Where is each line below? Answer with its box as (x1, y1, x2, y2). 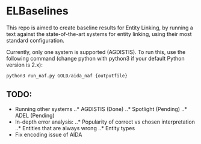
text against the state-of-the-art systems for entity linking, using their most (6, 30, 192, 37)
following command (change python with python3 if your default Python (6, 55, 185, 62)
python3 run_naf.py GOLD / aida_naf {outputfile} (6, 73, 128, 79)
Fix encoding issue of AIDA (14, 131, 82, 138)
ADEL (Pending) (14, 112, 55, 119)
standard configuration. (6, 37, 65, 44)
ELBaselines (6, 4, 69, 18)
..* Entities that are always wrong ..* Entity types (14, 124, 135, 131)
